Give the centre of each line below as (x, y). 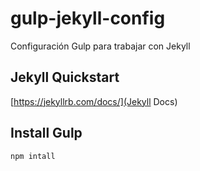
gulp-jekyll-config (88, 18)
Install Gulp (46, 133)
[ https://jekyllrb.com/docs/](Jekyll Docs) (94, 101)
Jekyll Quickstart (65, 77)
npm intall (33, 156)
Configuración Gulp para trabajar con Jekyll (100, 46)
